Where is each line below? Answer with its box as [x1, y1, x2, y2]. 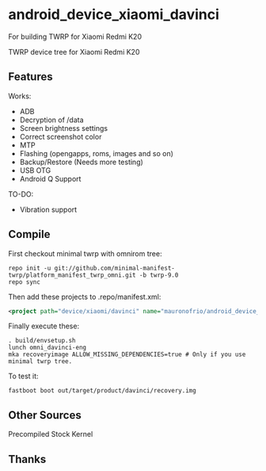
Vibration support [19, 205, 78, 214]
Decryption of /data [19, 115, 85, 124]
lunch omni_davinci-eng [8, 343, 87, 352]
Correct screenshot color [19, 132, 102, 141]
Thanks [8, 452, 47, 465]
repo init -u [8, 264, 51, 272]
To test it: [8, 371, 39, 381]
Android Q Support [19, 174, 82, 183]
